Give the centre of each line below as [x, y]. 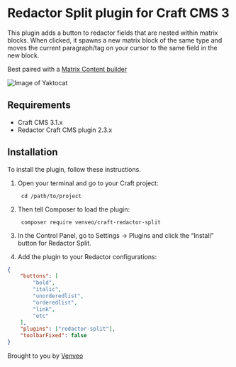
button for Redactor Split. [55, 243]
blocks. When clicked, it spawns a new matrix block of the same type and [115, 40]
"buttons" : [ [39, 276]
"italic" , [47, 290]
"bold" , [44, 283]
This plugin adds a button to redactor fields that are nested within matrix [113, 33]
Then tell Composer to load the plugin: [73, 209]
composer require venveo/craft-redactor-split [91, 222]
